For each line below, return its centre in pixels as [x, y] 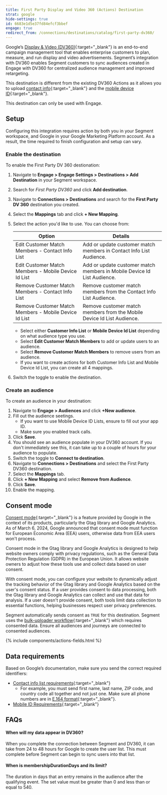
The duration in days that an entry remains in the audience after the [74, 777]
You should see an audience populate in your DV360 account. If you [83, 442]
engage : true [19, 28]
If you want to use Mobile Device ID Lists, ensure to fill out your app [89, 421]
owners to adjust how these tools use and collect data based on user [76, 564]
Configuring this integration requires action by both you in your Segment [80, 131]
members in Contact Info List [116, 251]
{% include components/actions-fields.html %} [54, 641]
